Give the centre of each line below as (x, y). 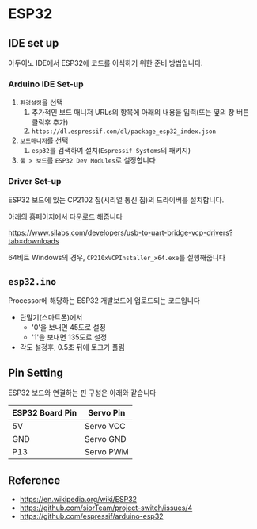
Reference (34, 480)
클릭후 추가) (50, 122)
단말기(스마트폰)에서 (51, 317)
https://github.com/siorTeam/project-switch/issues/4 (106, 508)
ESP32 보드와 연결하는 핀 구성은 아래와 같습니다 (82, 393)
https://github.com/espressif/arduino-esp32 (91, 516)
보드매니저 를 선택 (44, 140)
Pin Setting (36, 372)
